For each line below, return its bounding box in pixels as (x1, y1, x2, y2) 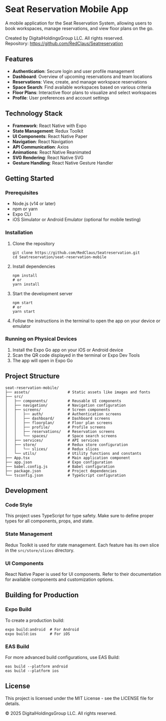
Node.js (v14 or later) (12, 201, 56, 207)
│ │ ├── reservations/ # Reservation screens (5, 429, 115, 434)
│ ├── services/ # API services (5, 438, 99, 443)
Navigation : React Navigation (12, 139, 73, 145)
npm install (12, 273, 37, 278)
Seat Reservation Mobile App (5, 4, 129, 15)
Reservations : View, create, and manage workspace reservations (12, 79, 148, 85)
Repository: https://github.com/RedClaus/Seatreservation (5, 40, 123, 46)
